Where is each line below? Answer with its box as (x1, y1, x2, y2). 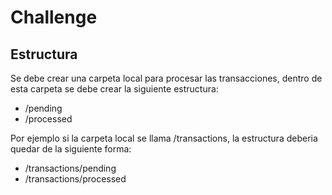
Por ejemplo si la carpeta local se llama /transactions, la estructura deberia (10, 132, 318, 144)
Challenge (10, 6, 98, 29)
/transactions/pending (24, 162, 117, 174)
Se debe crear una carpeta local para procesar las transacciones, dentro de (10, 72, 323, 84)
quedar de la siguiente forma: (10, 143, 132, 155)
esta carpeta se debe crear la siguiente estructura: (10, 83, 219, 95)
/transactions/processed (24, 173, 127, 185)
